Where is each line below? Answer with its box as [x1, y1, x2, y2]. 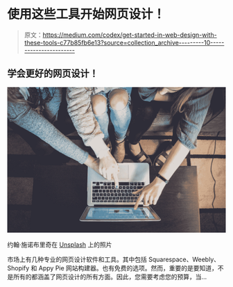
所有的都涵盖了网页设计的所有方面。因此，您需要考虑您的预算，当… [12, 272, 207, 281]
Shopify [7, 264, 30, 272]
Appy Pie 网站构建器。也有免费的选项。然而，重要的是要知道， [38, 264, 218, 272]
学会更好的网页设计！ [7, 67, 98, 80]
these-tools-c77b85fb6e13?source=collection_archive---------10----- [24, 38, 225, 47]
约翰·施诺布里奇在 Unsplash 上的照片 [7, 240, 112, 249]
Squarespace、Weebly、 [148, 255, 221, 264]
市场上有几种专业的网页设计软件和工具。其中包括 [7, 255, 147, 264]
